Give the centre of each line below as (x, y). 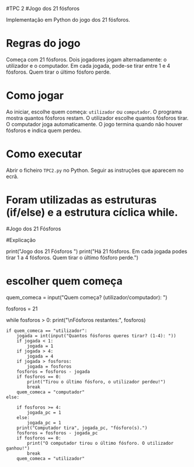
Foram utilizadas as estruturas (81, 200)
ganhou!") (18, 448)
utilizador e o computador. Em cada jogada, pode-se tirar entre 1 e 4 (88, 65)
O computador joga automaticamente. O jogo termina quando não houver (94, 124)
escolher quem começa (64, 281)
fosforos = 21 (22, 309)
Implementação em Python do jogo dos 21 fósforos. (68, 20)
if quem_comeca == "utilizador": (47, 331)
